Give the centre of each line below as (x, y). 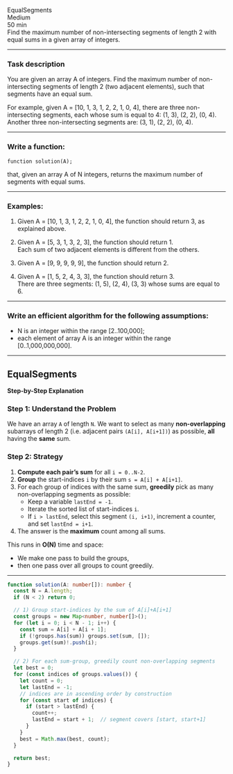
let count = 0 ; (42, 681)
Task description (36, 64)
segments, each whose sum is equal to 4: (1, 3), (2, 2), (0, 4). (130, 115)
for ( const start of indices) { (66, 700)
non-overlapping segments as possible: (74, 494)
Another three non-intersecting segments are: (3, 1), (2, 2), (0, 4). (100, 122)
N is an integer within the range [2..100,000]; (81, 331)
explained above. (42, 228)
